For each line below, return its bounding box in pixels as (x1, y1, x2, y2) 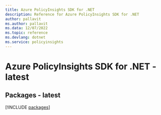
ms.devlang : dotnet (5, 35, 46, 40)
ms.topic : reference (5, 30, 48, 35)
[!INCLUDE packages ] (5, 104, 50, 110)
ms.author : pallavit (5, 21, 48, 26)
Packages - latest (5, 91, 61, 100)
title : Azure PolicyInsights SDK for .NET (5, 7, 95, 12)
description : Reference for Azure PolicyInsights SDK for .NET (5, 12, 140, 17)
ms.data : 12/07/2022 (5, 26, 48, 31)
